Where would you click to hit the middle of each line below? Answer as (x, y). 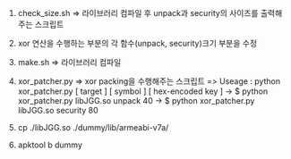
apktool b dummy (50, 145)
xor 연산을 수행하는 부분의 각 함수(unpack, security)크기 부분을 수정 (137, 43)
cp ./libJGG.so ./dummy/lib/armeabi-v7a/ (93, 127)
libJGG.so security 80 (58, 110)
